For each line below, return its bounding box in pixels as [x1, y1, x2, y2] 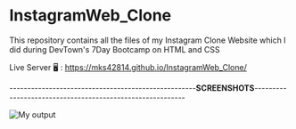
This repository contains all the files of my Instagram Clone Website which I [9, 35, 287, 45]
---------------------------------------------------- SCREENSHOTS [9, 82, 255, 93]
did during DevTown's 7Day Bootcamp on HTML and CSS [9, 44, 220, 54]
